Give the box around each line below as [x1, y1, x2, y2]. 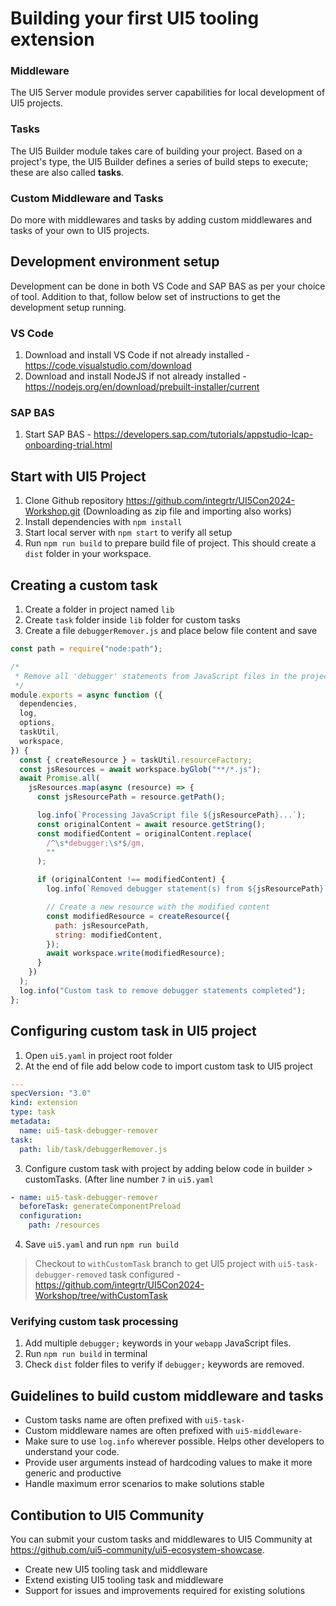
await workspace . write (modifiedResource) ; [46, 948, 226, 959]
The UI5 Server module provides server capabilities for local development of [10, 87, 326, 99]
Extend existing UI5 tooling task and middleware [24, 1573, 224, 1586]
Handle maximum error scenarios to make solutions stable [24, 1478, 265, 1490]
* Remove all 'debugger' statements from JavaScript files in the [14, 671, 298, 681]
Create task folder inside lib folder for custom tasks [24, 614, 241, 626]
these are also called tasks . [10, 166, 125, 178]
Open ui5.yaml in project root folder [24, 1049, 173, 1061]
